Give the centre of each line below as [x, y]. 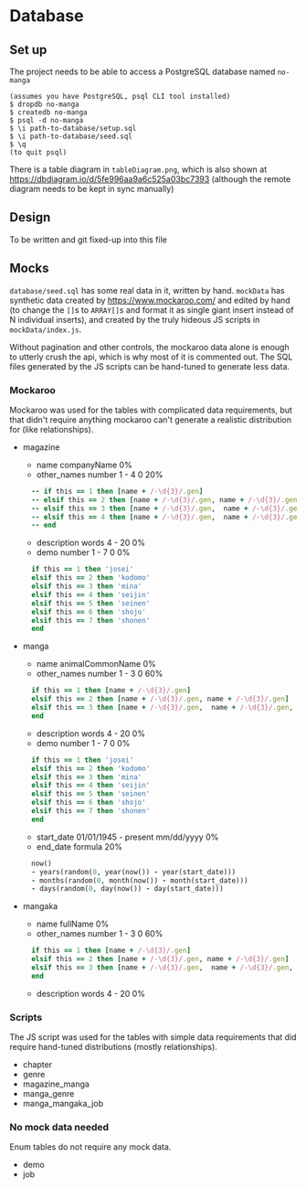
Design [30, 217]
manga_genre [48, 1094]
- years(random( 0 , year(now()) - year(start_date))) [134, 872]
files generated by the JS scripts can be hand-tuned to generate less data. [150, 366]
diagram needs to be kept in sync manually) [92, 189]
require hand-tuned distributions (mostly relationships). [113, 1047]
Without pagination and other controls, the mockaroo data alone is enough [149, 347]
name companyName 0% [84, 465]
